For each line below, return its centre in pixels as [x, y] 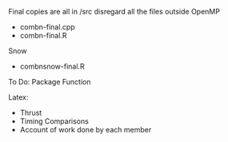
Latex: [18, 97]
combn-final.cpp [48, 27]
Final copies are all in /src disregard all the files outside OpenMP [114, 12]
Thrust [31, 112]
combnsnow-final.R [52, 66]
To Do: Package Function [50, 82]
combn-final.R [43, 35]
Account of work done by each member [86, 130]
